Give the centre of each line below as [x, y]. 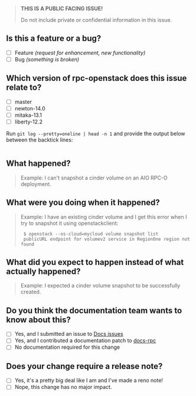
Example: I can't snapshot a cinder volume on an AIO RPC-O [94, 178]
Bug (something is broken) [47, 59]
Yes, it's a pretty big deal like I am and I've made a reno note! [89, 381]
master [23, 102]
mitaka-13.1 [28, 115]
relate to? [24, 88]
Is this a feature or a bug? [54, 39]
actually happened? [43, 272]
